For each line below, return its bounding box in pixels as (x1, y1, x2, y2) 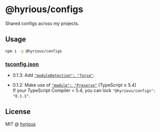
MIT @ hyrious (5, 121, 36, 127)
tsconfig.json (5, 60, 39, 68)
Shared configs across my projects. (5, 20, 79, 26)
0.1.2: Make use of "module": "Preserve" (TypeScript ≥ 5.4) (12, 82, 137, 88)
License (5, 108, 31, 116)
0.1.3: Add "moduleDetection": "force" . (12, 72, 95, 78)
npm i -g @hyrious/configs (5, 48, 62, 54)
